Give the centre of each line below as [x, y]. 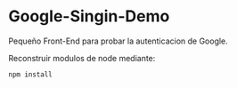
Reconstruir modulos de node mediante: [82, 58]
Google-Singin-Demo [89, 16]
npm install [30, 74]
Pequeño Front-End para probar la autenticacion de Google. [118, 41]
